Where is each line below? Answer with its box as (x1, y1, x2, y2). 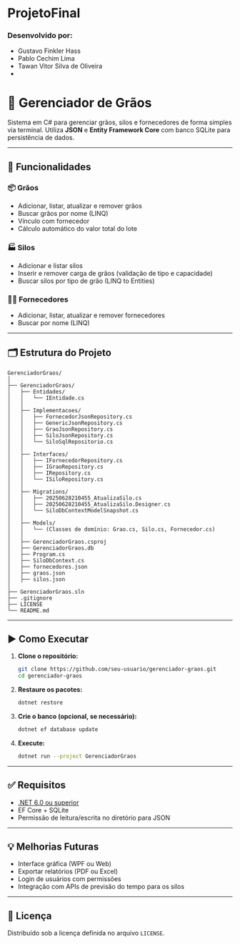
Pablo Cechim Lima (17, 54, 75, 63)
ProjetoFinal (7, 5, 81, 21)
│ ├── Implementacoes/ (7, 407, 81, 414)
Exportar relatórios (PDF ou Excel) (17, 867, 119, 876)
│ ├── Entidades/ (7, 388, 66, 395)
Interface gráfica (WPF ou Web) (17, 860, 112, 868)
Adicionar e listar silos (17, 262, 84, 270)
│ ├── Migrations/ (7, 488, 69, 495)
